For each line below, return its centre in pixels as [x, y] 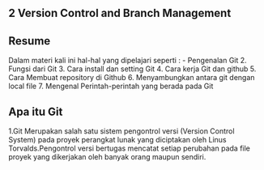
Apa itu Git [36, 111]
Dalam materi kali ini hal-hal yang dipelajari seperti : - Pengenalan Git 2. [128, 61]
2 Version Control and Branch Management [120, 13]
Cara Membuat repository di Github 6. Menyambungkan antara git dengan [132, 78]
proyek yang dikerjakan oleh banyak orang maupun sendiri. [107, 157]
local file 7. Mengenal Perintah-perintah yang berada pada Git [111, 86]
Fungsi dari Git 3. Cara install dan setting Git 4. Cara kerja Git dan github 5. [132, 69]
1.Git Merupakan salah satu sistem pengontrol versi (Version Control [121, 131]
